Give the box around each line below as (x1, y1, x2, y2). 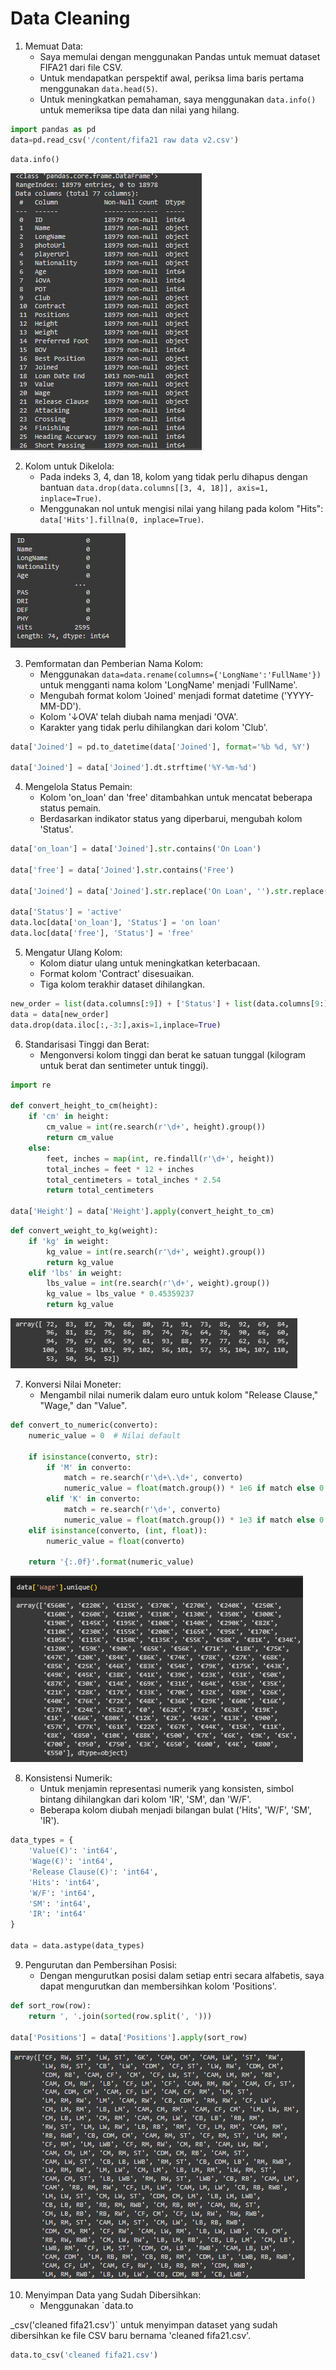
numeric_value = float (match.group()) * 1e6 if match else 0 (63, 1483, 325, 1494)
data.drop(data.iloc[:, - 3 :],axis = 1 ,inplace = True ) (10, 1020, 222, 1030)
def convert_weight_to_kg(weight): (10, 1226, 159, 1236)
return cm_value (46, 1133, 114, 1143)
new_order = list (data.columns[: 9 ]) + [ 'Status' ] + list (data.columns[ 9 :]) (10, 999, 333, 1009)
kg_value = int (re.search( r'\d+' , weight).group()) (46, 1247, 267, 1257)
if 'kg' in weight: (28, 1236, 110, 1246)
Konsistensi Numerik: (24, 1772, 113, 1784)
